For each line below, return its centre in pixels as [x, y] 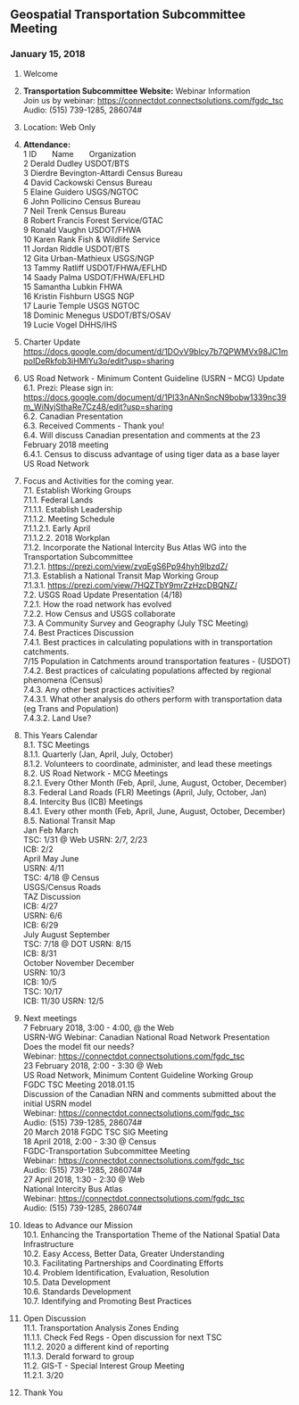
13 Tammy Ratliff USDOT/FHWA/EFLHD [95, 268]
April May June [51, 858]
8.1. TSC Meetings [56, 744]
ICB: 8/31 [40, 953]
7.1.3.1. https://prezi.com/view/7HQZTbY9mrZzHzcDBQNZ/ [130, 585]
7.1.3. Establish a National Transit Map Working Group [121, 576]
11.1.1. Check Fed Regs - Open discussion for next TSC [122, 1337]
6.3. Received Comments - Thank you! [93, 425]
